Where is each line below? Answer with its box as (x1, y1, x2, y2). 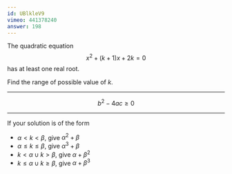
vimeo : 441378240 (7, 17, 57, 23)
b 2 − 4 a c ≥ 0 (97, 98, 135, 107)
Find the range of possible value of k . (7, 78, 113, 86)
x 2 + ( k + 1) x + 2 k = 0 (86, 52, 146, 62)
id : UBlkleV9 (7, 10, 45, 17)
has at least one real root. (7, 65, 80, 73)
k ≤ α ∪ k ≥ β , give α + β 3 (17, 157, 91, 167)
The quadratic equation (7, 42, 74, 50)
